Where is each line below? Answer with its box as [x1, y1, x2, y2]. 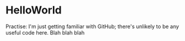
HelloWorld [5, 4, 62, 17]
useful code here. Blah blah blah [5, 29, 85, 36]
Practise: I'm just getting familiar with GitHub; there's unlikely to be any [5, 23, 180, 30]
